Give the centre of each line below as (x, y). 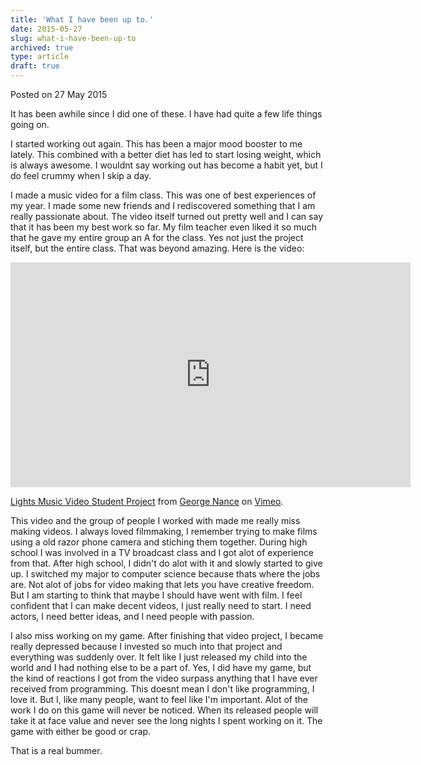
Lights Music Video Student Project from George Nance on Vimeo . (147, 501)
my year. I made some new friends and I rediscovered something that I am (163, 205)
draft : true (35, 66)
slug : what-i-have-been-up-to (73, 38)
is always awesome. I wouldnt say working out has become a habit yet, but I (166, 165)
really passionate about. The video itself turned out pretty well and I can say (166, 216)
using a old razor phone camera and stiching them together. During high (159, 542)
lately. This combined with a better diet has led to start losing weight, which (166, 154)
